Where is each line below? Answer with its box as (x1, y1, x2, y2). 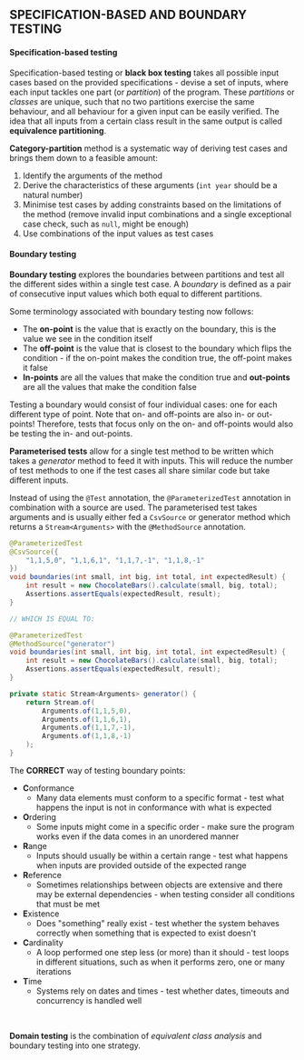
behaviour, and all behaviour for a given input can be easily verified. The (9, 105, 279, 116)
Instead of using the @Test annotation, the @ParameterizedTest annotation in (9, 492, 291, 503)
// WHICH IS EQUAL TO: (9, 614, 95, 624)
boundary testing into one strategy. (9, 1040, 141, 1051)
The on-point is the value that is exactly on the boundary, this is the (22, 323, 277, 335)
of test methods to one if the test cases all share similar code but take (9, 465, 270, 475)
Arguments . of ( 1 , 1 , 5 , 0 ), (42, 706, 132, 715)
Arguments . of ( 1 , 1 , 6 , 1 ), (42, 715, 132, 724)
